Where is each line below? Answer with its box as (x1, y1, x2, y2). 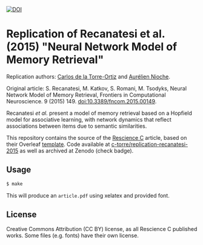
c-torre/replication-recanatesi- (111, 140, 188, 148)
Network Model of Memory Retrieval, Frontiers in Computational (6, 91, 166, 98)
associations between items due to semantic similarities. (6, 122, 147, 129)
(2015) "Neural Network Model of (6, 40, 178, 54)
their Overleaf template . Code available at (6, 140, 110, 148)
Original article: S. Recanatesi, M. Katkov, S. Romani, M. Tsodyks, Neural (6, 85, 187, 92)
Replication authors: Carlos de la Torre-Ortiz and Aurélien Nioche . (6, 73, 171, 80)
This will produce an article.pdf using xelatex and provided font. (6, 192, 170, 199)
